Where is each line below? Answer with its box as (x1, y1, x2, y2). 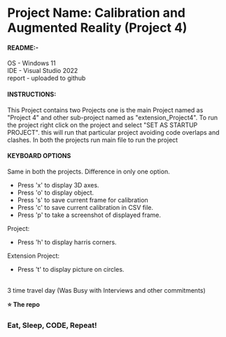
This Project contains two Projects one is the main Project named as (7, 105, 204, 114)
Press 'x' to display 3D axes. (17, 180, 99, 189)
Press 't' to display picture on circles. (17, 265, 125, 273)
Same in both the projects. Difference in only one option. (7, 167, 170, 176)
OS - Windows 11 (7, 59, 56, 67)
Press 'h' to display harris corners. (17, 237, 117, 246)
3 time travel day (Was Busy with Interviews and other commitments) (7, 286, 206, 294)
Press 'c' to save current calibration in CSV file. (17, 203, 154, 211)
